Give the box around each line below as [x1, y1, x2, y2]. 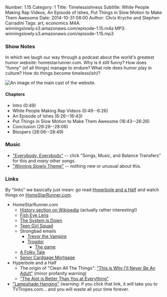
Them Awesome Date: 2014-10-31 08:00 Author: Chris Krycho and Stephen [5, 15, 160, 20]
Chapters [5, 91, 25, 97]
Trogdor [27, 239, 44, 245]
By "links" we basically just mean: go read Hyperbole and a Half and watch [5, 187, 160, 193]
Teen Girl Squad [19, 223, 53, 229]
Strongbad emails [19, 228, 56, 234]
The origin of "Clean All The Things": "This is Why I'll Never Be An [19, 265, 156, 271]
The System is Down [19, 217, 62, 223]
